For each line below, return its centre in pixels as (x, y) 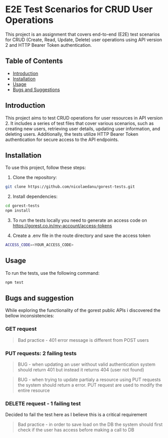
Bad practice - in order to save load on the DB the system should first (90, 425)
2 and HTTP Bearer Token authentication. (49, 45)
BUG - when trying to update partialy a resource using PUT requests (89, 379)
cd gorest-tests (22, 206)
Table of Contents (34, 61)
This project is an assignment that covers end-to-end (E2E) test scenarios (82, 34)
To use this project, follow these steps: (46, 168)
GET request (21, 329)
